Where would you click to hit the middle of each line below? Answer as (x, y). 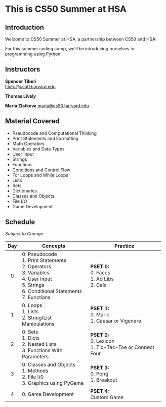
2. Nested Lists (39, 344)
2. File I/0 (33, 377)
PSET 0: (100, 266)
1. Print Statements (44, 260)
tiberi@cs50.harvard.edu (30, 86)
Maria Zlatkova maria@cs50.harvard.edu (47, 106)
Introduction (25, 27)
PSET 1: (100, 308)
